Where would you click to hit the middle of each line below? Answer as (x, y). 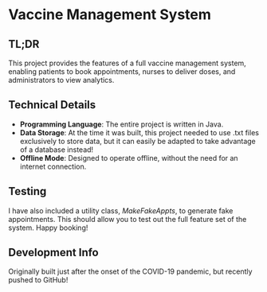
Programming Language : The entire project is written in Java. (122, 124)
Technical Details (52, 105)
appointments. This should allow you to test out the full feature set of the (128, 219)
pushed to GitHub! (38, 280)
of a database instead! (57, 150)
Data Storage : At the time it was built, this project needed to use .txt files (139, 132)
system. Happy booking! (48, 228)
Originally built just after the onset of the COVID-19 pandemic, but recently (130, 271)
